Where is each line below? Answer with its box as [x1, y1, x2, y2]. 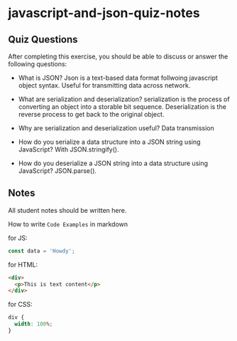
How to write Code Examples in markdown [8, 219, 128, 229]
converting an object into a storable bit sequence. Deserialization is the [18, 103, 226, 111]
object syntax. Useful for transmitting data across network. [18, 81, 191, 90]
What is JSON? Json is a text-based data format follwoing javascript [18, 73, 219, 82]
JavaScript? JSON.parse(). [18, 167, 97, 175]
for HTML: [8, 260, 38, 268]
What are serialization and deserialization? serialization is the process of [18, 95, 230, 103]
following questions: [8, 60, 67, 68]
